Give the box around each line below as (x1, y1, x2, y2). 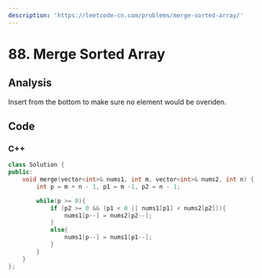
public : (8, 168, 34, 176)
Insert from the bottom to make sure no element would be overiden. (8, 97, 227, 107)
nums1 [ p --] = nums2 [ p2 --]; (64, 211, 153, 219)
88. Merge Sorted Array (8, 45, 166, 63)
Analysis (8, 76, 53, 90)
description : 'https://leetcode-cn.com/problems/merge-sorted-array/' (8, 11, 244, 20)
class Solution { (8, 161, 65, 169)
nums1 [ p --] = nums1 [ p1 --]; (64, 233, 153, 241)
